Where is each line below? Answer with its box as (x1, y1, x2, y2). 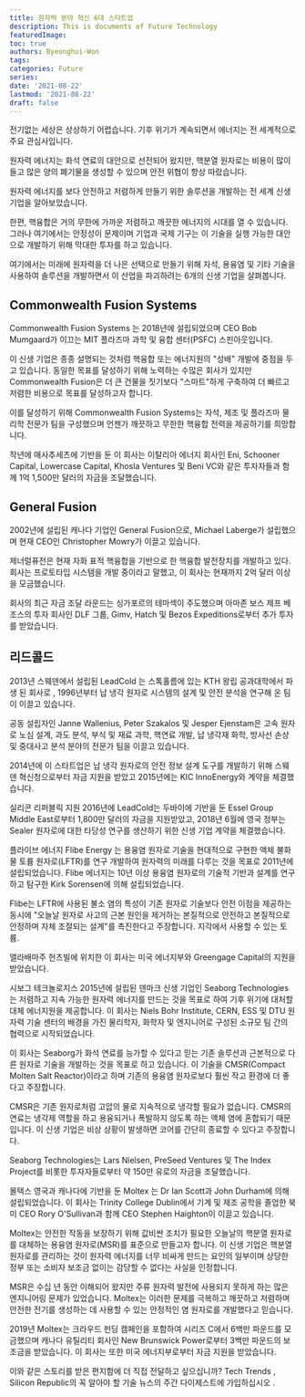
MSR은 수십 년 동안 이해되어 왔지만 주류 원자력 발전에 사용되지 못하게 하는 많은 (9, 1281, 290, 1292)
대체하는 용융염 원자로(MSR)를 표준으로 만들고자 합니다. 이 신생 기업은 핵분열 (18, 1238, 293, 1250)
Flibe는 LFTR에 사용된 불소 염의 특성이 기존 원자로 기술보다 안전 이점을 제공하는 (9, 898, 292, 909)
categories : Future (9, 65, 84, 74)
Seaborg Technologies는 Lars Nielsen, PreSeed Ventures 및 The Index (9, 1154, 271, 1165)
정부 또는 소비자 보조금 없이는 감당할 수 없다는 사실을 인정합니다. (9, 1261, 239, 1273)
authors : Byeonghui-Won (9, 47, 100, 57)
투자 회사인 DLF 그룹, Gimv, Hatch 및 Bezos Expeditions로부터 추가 (33, 609, 278, 620)
